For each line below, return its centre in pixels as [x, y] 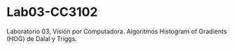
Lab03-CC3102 [52, 12]
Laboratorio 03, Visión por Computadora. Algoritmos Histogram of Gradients [117, 31]
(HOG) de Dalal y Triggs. [42, 38]
